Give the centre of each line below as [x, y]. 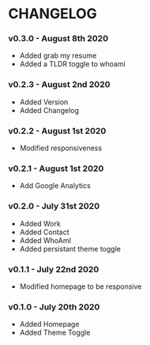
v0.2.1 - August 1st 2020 [56, 169]
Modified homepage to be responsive [81, 286]
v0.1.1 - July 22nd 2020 [54, 269]
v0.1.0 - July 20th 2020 [54, 307]
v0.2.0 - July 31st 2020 [54, 207]
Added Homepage [49, 324]
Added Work [40, 223]
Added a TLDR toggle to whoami [73, 64]
